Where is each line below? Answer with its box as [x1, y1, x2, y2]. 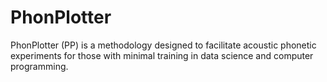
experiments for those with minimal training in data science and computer [10, 49, 314, 61]
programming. [10, 60, 69, 72]
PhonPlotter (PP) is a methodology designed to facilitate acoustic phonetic [10, 39, 317, 51]
